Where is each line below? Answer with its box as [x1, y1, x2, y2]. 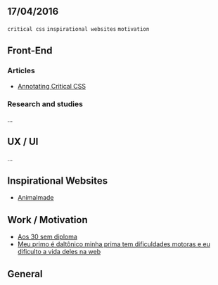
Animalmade [17, 194, 54, 202]
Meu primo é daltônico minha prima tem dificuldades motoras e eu [17, 240, 211, 248]
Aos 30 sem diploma [17, 232, 77, 241]
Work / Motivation [7, 214, 88, 226]
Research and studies [7, 99, 83, 109]
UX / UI [7, 136, 39, 148]
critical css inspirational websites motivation [7, 25, 150, 32]
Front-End [7, 45, 53, 57]
